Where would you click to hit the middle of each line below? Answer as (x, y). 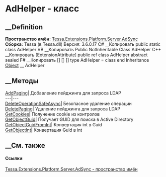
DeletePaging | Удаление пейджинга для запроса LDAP (63, 109)
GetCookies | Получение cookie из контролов (52, 114)
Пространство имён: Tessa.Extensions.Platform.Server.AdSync (72, 39)
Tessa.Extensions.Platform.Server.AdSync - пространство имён (71, 169)
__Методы (22, 81)
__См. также (25, 145)
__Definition (24, 27)
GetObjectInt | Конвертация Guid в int (44, 130)
